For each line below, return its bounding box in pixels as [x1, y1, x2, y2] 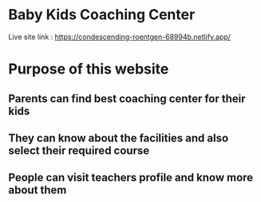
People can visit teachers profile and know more [8, 171, 254, 184]
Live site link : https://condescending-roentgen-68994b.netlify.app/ [8, 32, 231, 42]
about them [8, 184, 67, 197]
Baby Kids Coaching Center [8, 6, 196, 24]
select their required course [8, 144, 150, 157]
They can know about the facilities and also [8, 131, 229, 145]
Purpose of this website [8, 60, 169, 78]
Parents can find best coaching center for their [8, 92, 246, 105]
